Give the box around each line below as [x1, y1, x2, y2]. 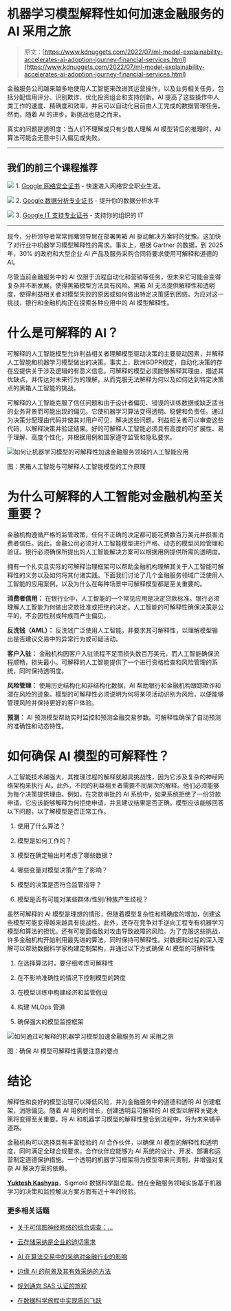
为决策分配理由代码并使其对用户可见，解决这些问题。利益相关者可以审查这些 [7, 415, 224, 424]
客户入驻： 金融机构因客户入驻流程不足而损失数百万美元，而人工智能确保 [7, 649, 214, 657]
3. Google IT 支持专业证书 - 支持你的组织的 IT [15, 211, 144, 219]
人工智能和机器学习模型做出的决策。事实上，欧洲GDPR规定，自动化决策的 [7, 358, 217, 366]
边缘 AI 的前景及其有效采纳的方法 [16, 1267, 111, 1275]
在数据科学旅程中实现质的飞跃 [16, 1296, 102, 1304]
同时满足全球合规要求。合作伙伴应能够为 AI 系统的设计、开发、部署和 [19, 1146, 215, 1155]
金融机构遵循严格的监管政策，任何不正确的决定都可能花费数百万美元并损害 [7, 530, 218, 539]
